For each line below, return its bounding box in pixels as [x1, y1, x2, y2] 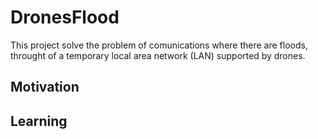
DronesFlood [10, 6, 120, 29]
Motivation [10, 79, 80, 96]
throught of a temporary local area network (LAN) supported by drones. [10, 49, 306, 61]
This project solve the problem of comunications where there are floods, [10, 39, 308, 51]
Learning [10, 112, 68, 130]
